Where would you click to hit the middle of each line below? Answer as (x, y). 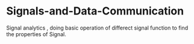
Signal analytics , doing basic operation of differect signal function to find (97, 28)
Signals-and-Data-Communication (95, 11)
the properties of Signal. (36, 34)
